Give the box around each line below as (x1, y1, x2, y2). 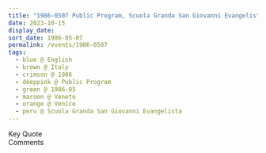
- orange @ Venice (15, 100, 77, 108)
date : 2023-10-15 (8, 19, 66, 27)
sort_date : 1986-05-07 (8, 33, 83, 42)
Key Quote (8, 129, 43, 139)
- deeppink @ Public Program (15, 78, 112, 86)
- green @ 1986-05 (15, 85, 77, 94)
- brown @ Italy (15, 63, 69, 71)
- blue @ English (15, 56, 73, 64)
